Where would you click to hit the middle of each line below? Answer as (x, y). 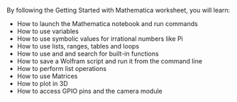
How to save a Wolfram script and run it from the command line (110, 61)
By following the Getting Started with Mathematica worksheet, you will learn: (118, 10)
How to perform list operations (62, 69)
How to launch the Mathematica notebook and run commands (107, 24)
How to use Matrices (47, 76)
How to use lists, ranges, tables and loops (78, 46)
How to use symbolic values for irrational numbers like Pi (100, 39)
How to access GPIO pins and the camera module (89, 91)
